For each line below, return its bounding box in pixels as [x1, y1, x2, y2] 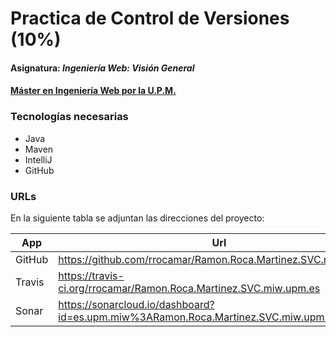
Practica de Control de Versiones [10, 7, 290, 30]
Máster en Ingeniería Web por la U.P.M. [10, 85, 177, 97]
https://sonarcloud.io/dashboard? [58, 297, 215, 311]
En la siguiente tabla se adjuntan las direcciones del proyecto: [10, 212, 265, 224]
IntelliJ [24, 153, 53, 166]
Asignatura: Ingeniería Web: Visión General [10, 62, 195, 74]
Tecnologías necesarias [10, 110, 129, 124]
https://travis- [58, 268, 125, 282]
